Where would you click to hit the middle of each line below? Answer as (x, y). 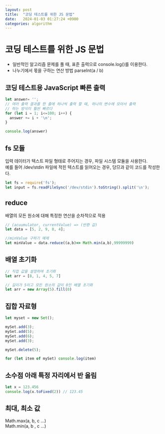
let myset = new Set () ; (30, 318)
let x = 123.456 (22, 387)
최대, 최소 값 (23, 408)
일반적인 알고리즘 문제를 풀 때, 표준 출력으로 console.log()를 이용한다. (80, 64)
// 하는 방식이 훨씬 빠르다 (29, 109)
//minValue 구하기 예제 (27, 239)
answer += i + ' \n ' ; (31, 118)
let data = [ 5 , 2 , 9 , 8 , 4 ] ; (35, 229)
